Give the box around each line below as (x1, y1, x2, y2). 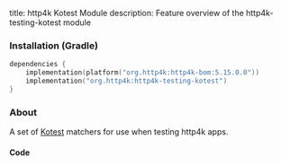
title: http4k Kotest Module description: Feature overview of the (9, 8, 245, 18)
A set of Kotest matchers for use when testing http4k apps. (9, 126, 229, 137)
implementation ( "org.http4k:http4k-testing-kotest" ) (25, 76, 228, 86)
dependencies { (9, 60, 67, 69)
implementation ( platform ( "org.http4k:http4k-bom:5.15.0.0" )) (25, 68, 259, 77)
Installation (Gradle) (9, 39, 99, 52)
